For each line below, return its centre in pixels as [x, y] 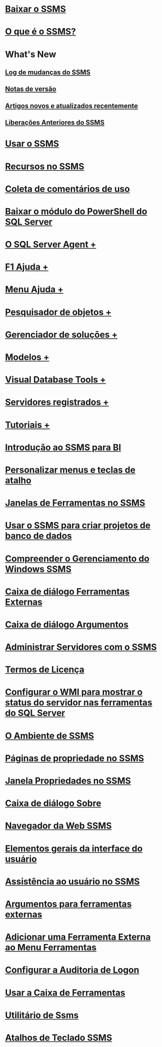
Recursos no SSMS [45, 166]
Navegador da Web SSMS [58, 826]
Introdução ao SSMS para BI [63, 447]
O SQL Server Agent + [51, 244]
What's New [31, 54]
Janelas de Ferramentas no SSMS [75, 503]
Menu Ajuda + [34, 290]
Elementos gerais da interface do [74, 848]
